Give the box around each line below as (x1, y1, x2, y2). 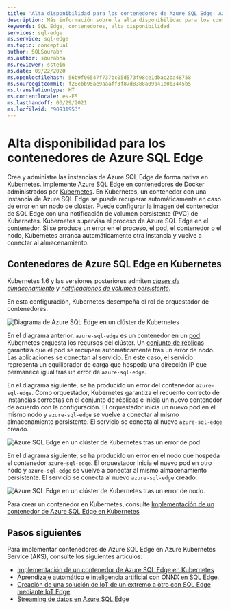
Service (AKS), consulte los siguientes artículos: (7, 552, 142, 561)
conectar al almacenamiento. (7, 238, 89, 247)
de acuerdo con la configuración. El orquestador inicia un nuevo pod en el (7, 403, 216, 411)
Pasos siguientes (7, 527, 82, 539)
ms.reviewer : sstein (7, 61, 66, 68)
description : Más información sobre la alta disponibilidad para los (7, 16, 210, 23)
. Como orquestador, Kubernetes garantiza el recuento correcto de (31, 388, 220, 396)
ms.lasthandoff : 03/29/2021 (7, 100, 88, 106)
